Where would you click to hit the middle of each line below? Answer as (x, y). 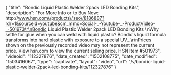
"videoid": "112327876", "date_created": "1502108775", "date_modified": (81, 56)
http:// (12, 18)
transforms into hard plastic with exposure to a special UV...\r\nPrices (78, 40)
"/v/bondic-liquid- (147, 61)
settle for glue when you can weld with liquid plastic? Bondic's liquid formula (86, 34)
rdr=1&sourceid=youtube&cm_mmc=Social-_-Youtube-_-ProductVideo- (80, 23)
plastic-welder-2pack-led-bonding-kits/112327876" (59, 67)
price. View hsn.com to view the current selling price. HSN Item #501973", (83, 51)
